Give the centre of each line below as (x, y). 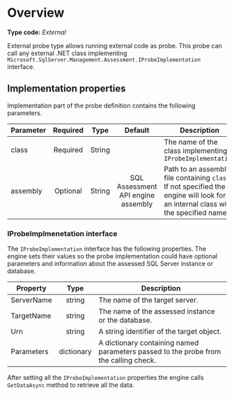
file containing (187, 177)
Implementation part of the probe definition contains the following (102, 105)
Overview (36, 13)
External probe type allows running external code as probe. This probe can (115, 45)
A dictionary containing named (149, 343)
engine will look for (195, 195)
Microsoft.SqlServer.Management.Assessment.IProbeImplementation (104, 60)
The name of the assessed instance (157, 311)
